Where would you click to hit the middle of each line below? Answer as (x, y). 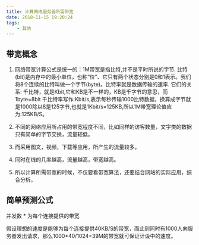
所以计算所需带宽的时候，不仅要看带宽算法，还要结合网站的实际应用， (101, 172)
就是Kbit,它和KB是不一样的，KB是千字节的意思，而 (106, 92)
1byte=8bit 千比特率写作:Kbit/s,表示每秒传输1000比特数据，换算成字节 (100, 100)
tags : (13, 23)
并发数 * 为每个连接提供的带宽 (43, 216)
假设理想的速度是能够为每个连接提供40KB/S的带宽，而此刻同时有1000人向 (97, 228)
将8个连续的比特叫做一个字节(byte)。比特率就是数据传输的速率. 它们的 (101, 85)
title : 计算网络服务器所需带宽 (40, 12)
